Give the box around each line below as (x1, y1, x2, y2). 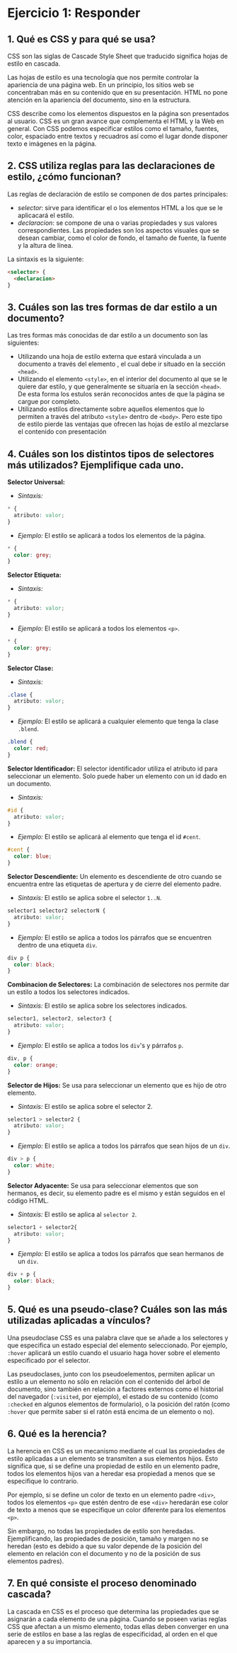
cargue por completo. (17, 398, 81, 406)
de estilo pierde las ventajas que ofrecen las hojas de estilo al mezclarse (17, 420, 229, 429)
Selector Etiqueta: (7, 571, 62, 580)
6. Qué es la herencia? (7, 1428, 108, 1440)
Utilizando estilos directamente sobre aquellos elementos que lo (17, 405, 205, 413)
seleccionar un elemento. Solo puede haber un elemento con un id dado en (7, 771, 227, 780)
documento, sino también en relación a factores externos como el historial (7, 1385, 224, 1393)
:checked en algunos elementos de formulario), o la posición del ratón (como (7, 1400, 231, 1408)
